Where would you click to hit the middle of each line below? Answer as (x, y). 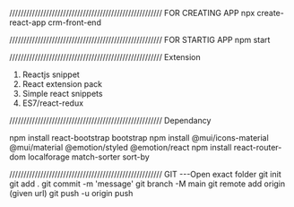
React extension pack (62, 84)
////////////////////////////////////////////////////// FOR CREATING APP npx (132, 13)
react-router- (258, 147)
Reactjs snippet (51, 74)
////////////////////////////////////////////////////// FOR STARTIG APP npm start (140, 40)
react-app (28, 22)
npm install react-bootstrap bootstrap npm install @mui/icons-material (139, 138)
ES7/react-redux (52, 103)
